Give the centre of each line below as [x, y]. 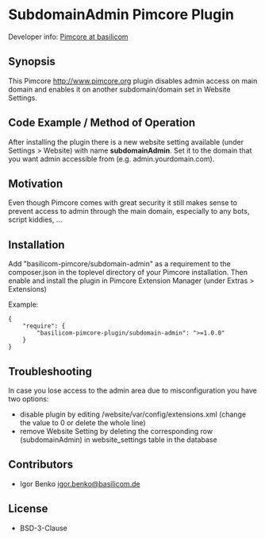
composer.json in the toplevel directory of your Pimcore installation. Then [128, 273]
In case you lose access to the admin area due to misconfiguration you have [133, 390]
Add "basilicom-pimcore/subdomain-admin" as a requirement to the [120, 264]
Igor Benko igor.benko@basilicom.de [80, 483]
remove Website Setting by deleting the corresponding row [116, 431]
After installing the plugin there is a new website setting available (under [126, 142]
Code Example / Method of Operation [102, 123]
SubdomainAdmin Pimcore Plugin [121, 15]
